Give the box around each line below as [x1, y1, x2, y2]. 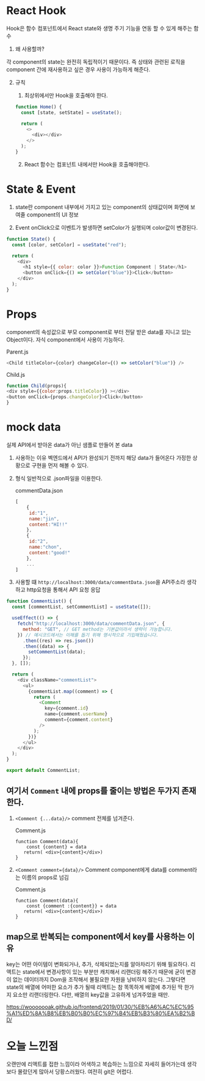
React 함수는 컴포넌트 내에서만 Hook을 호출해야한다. [24, 160, 150, 168]
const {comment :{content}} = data [26, 903, 117, 909]
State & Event [6, 182, 76, 196]
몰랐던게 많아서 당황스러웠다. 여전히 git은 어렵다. [17, 1068, 133, 1076]
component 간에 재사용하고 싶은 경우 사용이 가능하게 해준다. [6, 65, 151, 73]
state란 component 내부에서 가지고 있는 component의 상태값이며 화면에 [15, 203, 189, 210]
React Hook [6, 4, 67, 18]
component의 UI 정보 [26, 211, 79, 218]
